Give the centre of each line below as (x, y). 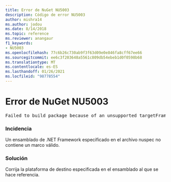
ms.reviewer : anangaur (29, 39)
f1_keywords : (19, 43)
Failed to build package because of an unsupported (71, 115)
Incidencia (19, 128)
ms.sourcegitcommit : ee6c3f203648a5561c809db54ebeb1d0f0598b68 (74, 57)
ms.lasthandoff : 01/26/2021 (35, 72)
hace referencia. (22, 175)
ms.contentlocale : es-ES (32, 67)
